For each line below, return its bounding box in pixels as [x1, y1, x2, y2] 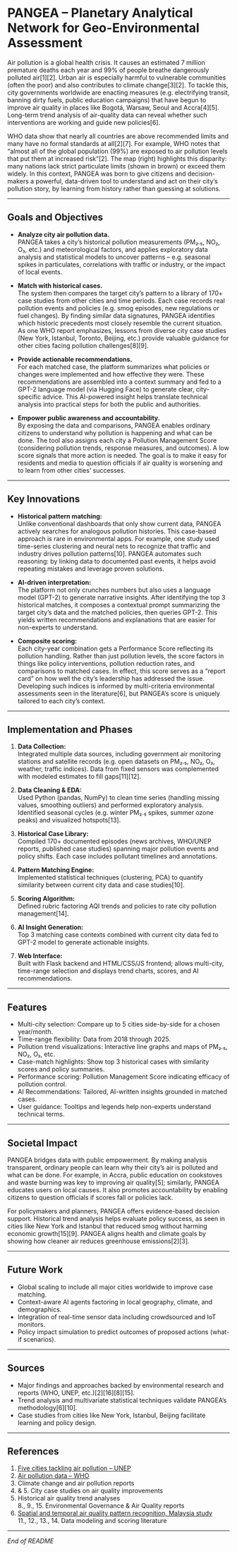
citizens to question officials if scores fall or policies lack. [7, 1194, 174, 1201]
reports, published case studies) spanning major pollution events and [17, 844, 219, 853]
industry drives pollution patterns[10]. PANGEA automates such [17, 549, 202, 558]
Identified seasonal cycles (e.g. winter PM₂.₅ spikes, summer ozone [17, 808, 214, 817]
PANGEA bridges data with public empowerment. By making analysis [7, 1156, 207, 1164]
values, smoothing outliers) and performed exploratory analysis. [17, 801, 205, 809]
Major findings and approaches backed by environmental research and [17, 1381, 224, 1389]
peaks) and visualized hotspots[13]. [17, 816, 121, 825]
